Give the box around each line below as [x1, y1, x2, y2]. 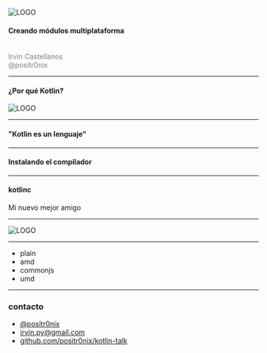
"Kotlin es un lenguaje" [8, 130, 87, 138]
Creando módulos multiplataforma [8, 25, 125, 35]
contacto [8, 301, 44, 312]
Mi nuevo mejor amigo [8, 203, 82, 212]
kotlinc [8, 185, 32, 195]
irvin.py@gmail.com [19, 328, 86, 337]
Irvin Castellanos [8, 52, 64, 61]
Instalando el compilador [8, 157, 92, 167]
